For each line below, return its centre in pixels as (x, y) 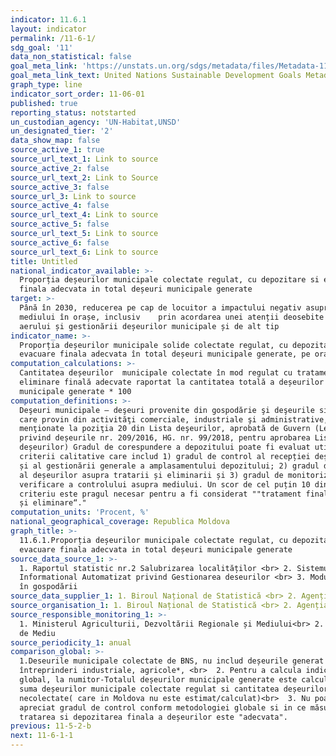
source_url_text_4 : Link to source (84, 215)
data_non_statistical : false (71, 57)
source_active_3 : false (60, 187)
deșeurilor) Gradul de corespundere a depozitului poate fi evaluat (165, 447)
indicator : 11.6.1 (48, 19)
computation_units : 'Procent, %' (80, 512)
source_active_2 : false (60, 168)
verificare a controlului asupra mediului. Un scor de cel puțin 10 (165, 484)
